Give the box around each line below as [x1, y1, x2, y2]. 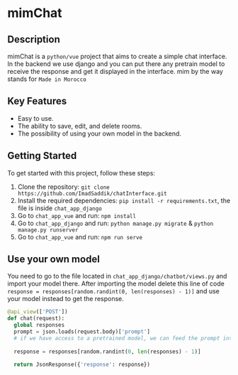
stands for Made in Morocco [7, 75, 86, 83]
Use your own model [7, 254, 101, 266]
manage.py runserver [17, 226, 79, 234]
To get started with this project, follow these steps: [7, 168, 156, 177]
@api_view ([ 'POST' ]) [7, 308, 69, 315]
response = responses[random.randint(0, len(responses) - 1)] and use [7, 287, 220, 295]
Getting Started [7, 150, 77, 162]
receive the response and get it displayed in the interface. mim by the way [7, 67, 223, 75]
